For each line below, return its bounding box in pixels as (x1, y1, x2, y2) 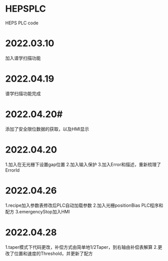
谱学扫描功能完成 (5, 90, 41, 96)
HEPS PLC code (5, 20, 39, 26)
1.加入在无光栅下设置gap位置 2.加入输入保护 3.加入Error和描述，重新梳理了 (5, 161, 161, 167)
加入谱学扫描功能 (5, 55, 41, 61)
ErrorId (5, 167, 20, 173)
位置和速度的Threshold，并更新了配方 (14, 250, 93, 256)
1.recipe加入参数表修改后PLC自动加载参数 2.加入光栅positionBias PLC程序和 (5, 202, 163, 208)
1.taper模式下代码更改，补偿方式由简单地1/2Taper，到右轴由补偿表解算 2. (5, 244, 158, 250)
